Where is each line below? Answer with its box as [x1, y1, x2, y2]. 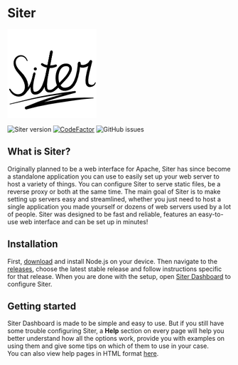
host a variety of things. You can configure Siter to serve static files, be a [7, 179, 221, 188]
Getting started [7, 300, 77, 312]
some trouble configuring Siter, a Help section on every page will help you [7, 327, 225, 335]
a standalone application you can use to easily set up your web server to [7, 172, 220, 181]
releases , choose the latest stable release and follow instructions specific [7, 265, 222, 273]
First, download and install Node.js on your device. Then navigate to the [7, 257, 218, 265]
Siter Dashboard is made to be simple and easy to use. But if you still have [7, 319, 225, 328]
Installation [7, 238, 58, 250]
